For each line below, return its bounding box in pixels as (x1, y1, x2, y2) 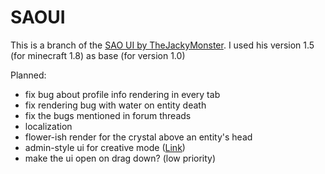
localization (24, 120, 73, 132)
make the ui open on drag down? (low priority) (24, 152, 217, 164)
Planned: (10, 69, 47, 81)
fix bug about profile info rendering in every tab (24, 88, 221, 100)
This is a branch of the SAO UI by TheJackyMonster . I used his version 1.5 (10, 39, 315, 51)
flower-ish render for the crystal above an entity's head (24, 131, 253, 143)
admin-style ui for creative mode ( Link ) (24, 141, 186, 153)
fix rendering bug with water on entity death (24, 99, 207, 111)
